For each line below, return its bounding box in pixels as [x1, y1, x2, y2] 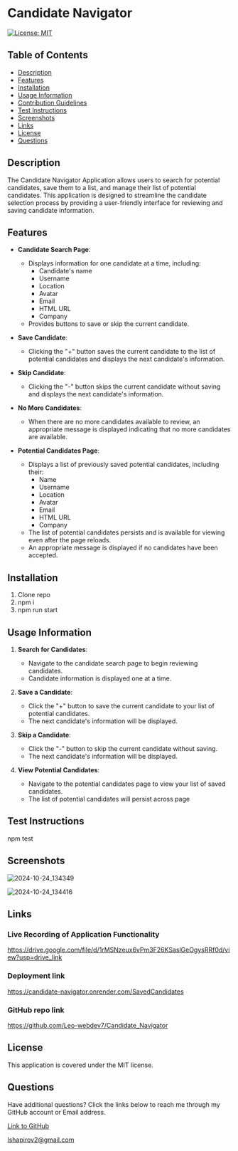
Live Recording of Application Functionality [7, 929, 160, 939]
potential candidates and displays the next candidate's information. [28, 354, 225, 364]
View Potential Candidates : [17, 766, 100, 774]
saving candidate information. [7, 206, 94, 214]
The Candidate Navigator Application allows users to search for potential [7, 176, 220, 184]
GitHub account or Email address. [7, 1108, 106, 1116]
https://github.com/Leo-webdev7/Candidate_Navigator [7, 1021, 168, 1029]
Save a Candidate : [17, 688, 73, 696]
